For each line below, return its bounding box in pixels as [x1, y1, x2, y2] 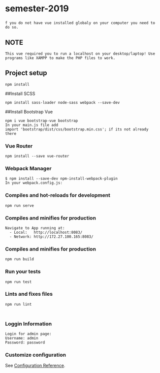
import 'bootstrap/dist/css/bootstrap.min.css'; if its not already [5, 126, 149, 132]
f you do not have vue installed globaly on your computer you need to [5, 21, 155, 26]
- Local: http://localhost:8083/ [9, 230, 83, 235]
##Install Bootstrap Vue [5, 109, 53, 115]
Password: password [5, 340, 45, 345]
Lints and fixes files [5, 291, 53, 298]
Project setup [5, 69, 48, 77]
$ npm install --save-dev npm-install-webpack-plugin [5, 176, 118, 181]
